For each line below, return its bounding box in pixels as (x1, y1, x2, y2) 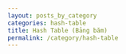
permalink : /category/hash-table (7, 33, 119, 42)
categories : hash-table (7, 19, 87, 27)
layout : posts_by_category (7, 11, 97, 20)
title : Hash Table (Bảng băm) (7, 26, 108, 34)
